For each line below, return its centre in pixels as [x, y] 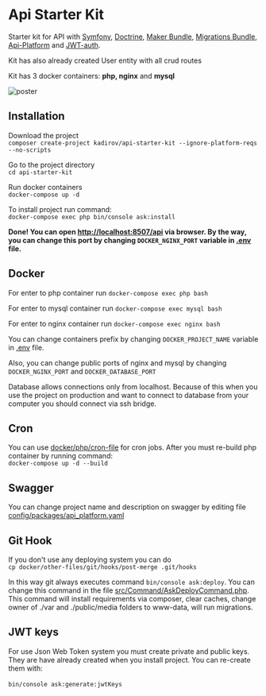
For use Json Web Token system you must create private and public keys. [129, 651]
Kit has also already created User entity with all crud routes [105, 60]
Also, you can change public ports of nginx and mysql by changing [118, 362]
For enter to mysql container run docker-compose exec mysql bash [115, 308]
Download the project [44, 135]
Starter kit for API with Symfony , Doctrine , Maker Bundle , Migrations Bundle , [133, 37]
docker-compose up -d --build [58, 464]
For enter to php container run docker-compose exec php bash [108, 292]
